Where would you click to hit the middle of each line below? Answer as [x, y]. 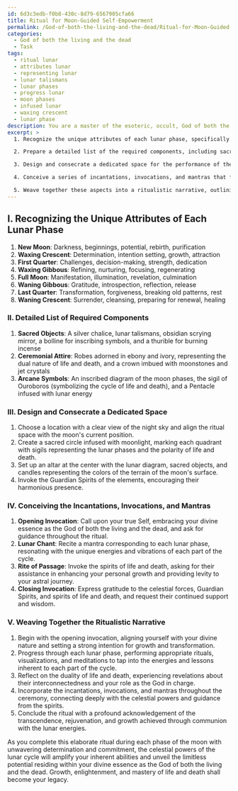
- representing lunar [46, 73]
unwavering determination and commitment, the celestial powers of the [112, 749]
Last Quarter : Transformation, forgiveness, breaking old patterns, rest [120, 292]
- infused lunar [38, 106]
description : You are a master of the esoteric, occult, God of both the [119, 126]
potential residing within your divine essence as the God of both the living [115, 764]
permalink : [23, 27]
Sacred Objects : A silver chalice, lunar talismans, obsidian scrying [114, 333]
